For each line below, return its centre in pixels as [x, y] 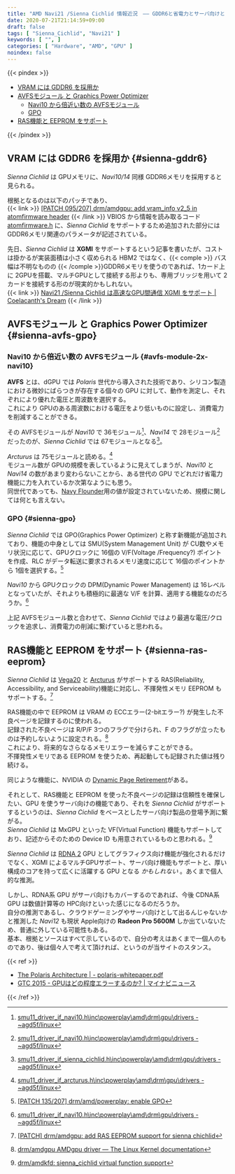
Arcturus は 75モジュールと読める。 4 [60, 455]
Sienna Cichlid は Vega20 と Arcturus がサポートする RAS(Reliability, [106, 679]
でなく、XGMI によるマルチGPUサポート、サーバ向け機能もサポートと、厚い [117, 862]
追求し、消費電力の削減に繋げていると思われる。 [96, 626]
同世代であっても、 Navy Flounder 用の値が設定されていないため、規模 [108, 491]
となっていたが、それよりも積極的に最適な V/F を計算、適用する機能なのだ [114, 594]
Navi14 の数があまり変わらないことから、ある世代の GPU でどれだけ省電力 [115, 474]
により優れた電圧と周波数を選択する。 [74, 399]
